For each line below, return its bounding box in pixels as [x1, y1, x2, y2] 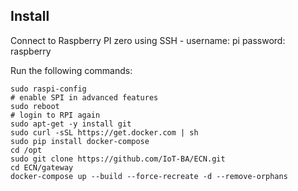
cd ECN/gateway [10, 162, 74, 173]
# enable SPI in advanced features [10, 92, 159, 103]
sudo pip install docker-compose [10, 136, 150, 146]
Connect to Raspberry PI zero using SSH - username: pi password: [10, 34, 286, 46]
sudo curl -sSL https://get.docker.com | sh [10, 127, 199, 138]
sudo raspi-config [10, 84, 87, 94]
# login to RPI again [10, 110, 101, 120]
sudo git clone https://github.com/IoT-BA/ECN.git [10, 154, 226, 164]
